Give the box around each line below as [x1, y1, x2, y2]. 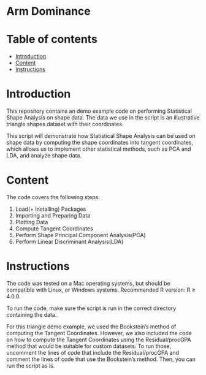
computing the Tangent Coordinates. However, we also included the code [6, 329, 192, 336]
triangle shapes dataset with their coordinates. [6, 121, 124, 128]
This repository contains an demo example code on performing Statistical [6, 107, 192, 115]
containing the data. [6, 311, 57, 318]
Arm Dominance [6, 4, 91, 18]
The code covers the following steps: [6, 194, 100, 200]
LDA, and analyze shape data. [6, 152, 82, 159]
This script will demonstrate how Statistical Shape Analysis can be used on [6, 132, 196, 140]
